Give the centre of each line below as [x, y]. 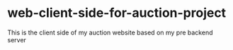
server [17, 39]
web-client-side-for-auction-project [117, 13]
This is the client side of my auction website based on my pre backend [110, 32]
